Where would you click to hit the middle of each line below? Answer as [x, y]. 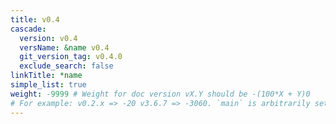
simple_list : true [48, 85]
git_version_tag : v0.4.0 [71, 57]
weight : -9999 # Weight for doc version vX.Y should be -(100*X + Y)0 [160, 94]
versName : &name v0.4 [64, 47]
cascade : [28, 29]
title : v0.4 [35, 19]
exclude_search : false [66, 66]
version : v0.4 [48, 38]
